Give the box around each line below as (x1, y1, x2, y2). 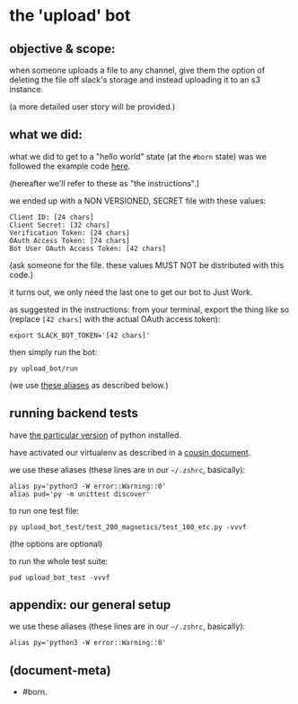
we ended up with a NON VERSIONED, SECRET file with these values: (9, 195, 267, 206)
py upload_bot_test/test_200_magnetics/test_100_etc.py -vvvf (9, 522, 247, 532)
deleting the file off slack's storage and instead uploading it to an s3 (9, 74, 261, 85)
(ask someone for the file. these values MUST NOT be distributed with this (9, 259, 285, 270)
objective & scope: (9, 41, 116, 56)
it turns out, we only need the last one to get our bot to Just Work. (9, 286, 253, 297)
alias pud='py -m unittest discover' (9, 490, 151, 499)
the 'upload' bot (9, 5, 131, 26)
